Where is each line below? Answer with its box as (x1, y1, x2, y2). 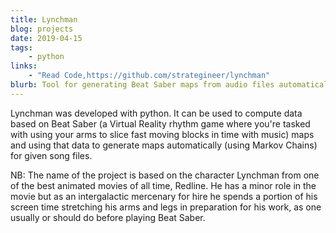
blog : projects (10, 24, 74, 34)
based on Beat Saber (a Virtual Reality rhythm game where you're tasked (10, 117, 311, 130)
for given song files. (10, 149, 93, 161)
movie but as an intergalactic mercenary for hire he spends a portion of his (10, 190, 318, 202)
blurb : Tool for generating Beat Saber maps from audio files (10, 80, 275, 90)
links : (10, 61, 38, 71)
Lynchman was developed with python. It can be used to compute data (10, 107, 303, 119)
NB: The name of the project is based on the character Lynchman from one (10, 169, 320, 181)
